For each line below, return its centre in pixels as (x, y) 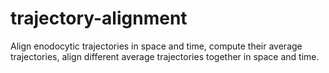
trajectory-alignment (99, 18)
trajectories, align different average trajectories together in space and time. (165, 56)
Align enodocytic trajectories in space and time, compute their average (156, 46)
